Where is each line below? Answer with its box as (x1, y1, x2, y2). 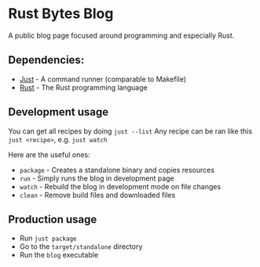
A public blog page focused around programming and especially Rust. (8, 31, 235, 40)
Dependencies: (8, 53, 85, 67)
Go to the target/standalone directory (19, 242, 143, 251)
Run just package (19, 233, 77, 243)
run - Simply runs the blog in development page (19, 174, 174, 183)
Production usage (8, 213, 97, 226)
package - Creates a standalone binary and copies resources (19, 165, 214, 174)
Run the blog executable (19, 251, 99, 260)
